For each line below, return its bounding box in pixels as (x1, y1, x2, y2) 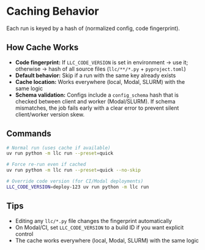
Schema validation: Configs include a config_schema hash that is (15, 91, 179, 99)
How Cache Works (6, 42, 79, 53)
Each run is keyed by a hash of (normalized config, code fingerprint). (6, 25, 181, 32)
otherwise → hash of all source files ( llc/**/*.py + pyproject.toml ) (15, 65, 187, 72)
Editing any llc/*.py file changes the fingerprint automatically (15, 217, 173, 224)
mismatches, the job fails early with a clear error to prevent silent (15, 104, 179, 112)
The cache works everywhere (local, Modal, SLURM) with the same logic (15, 237, 199, 244)
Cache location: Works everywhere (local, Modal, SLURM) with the (15, 78, 185, 85)
